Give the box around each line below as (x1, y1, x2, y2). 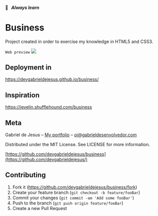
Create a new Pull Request (12, 205, 67, 211)
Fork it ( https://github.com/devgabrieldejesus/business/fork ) (12, 184, 137, 190)
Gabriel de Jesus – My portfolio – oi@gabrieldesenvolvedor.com (5, 132, 137, 138)
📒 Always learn (5, 4, 39, 10)
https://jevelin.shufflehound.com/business (5, 104, 92, 110)
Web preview (5, 49, 30, 55)
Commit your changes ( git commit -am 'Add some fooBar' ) (12, 195, 134, 201)
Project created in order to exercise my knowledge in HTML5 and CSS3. (5, 38, 153, 44)
